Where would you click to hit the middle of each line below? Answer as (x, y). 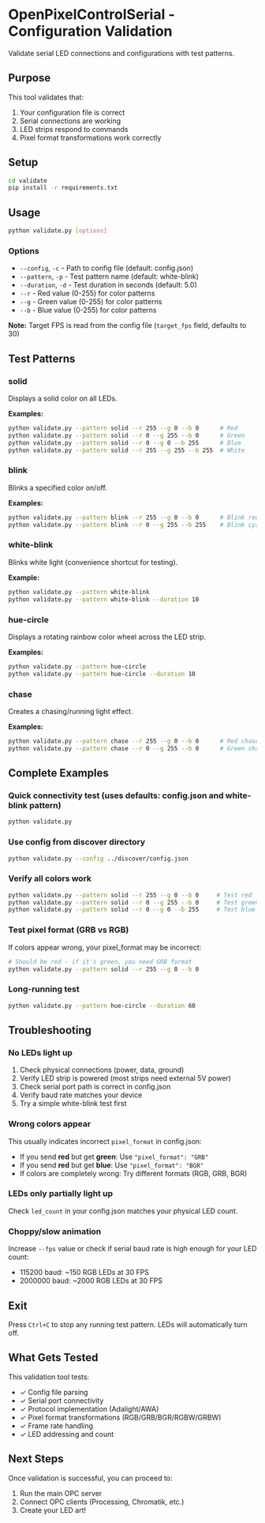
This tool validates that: (46, 97)
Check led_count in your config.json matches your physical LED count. (123, 1211)
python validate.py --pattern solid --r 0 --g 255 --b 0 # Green (127, 435)
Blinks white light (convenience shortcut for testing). (93, 562)
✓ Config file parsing (54, 1392)
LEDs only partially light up (60, 1194)
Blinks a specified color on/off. (58, 487)
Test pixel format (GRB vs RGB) (69, 930)
